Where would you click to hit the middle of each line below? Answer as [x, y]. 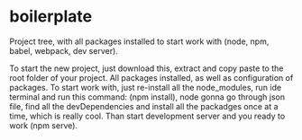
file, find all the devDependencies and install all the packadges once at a [144, 106]
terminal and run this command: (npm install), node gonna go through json [147, 97]
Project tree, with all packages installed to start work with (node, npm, [139, 41]
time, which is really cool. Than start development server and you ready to [147, 116]
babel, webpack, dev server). [64, 50]
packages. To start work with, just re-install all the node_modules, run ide [146, 87]
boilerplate [51, 17]
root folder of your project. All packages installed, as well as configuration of [151, 77]
